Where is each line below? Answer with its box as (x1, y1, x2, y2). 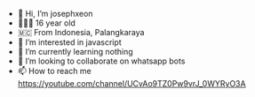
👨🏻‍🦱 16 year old (17, 18, 76, 28)
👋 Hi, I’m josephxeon (17, 9, 93, 19)
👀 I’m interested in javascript (17, 37, 122, 48)
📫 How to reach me (17, 66, 92, 76)
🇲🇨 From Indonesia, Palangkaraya (17, 27, 145, 37)
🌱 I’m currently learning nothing (17, 47, 133, 56)
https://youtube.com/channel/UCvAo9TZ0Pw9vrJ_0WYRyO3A (17, 78, 246, 88)
